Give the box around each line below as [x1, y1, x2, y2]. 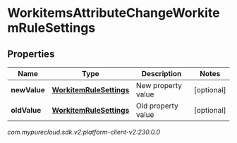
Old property [136, 101, 178, 111]
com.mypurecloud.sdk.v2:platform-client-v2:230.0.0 [7, 128, 161, 136]
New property [136, 81, 182, 90]
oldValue [11, 106, 42, 115]
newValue [11, 85, 45, 94]
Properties [7, 48, 55, 60]
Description [141, 69, 182, 78]
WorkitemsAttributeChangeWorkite [7, 5, 220, 21]
